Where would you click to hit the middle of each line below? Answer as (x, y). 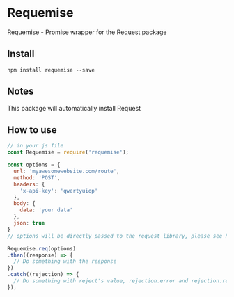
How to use (32, 130)
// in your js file (36, 146)
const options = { (34, 165)
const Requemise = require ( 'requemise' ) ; (68, 152)
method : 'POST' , (37, 178)
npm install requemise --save (51, 70)
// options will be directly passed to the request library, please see (115, 236)
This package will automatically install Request (74, 108)
